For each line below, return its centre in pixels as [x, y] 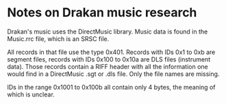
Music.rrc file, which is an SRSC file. [58, 38]
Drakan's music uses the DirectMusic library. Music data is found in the [108, 31]
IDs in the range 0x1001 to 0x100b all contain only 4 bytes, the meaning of [111, 87]
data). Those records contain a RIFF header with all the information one [108, 66]
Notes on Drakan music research [102, 13]
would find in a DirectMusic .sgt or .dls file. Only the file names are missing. [113, 74]
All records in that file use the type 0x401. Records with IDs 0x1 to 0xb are [111, 52]
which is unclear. [31, 94]
